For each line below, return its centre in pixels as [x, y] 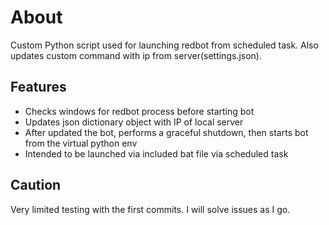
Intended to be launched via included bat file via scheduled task [156, 153]
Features [38, 87]
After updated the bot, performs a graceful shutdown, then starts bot [166, 132]
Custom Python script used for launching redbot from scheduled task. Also [164, 45]
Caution [36, 185]
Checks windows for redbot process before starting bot [139, 111]
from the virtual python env [81, 143]
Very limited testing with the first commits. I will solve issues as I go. [150, 209]
